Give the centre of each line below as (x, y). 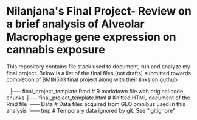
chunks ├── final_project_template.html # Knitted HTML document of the (98, 98)
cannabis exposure (56, 50)
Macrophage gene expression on (91, 37)
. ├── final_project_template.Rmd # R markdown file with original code (95, 91)
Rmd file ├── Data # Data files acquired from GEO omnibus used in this (96, 104)
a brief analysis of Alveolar (75, 24)
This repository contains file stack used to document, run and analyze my (98, 66)
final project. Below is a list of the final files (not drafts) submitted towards (99, 73)
